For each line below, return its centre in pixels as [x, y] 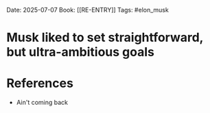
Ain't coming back [42, 103]
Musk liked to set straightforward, [105, 38]
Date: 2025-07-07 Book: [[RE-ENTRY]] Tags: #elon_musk [87, 10]
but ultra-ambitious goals [81, 52]
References [40, 83]
